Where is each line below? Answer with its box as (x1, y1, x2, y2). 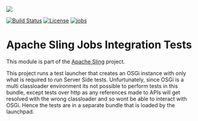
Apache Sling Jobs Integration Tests (6, 38, 192, 52)
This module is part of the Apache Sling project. (6, 58, 126, 65)
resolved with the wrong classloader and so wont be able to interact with (6, 95, 187, 102)
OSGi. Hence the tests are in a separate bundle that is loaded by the (6, 101, 175, 108)
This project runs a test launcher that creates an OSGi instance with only (6, 69, 187, 76)
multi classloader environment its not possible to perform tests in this (6, 82, 178, 90)
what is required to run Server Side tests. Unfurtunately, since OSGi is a (6, 76, 184, 83)
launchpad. (6, 108, 34, 115)
